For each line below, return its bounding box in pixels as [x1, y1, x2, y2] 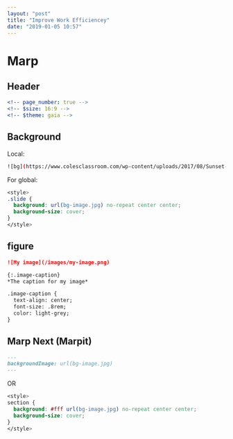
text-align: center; [13, 297, 73, 304]
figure [7, 240, 35, 252]
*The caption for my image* [7, 278, 89, 285]
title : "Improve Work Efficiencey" [7, 17, 110, 24]
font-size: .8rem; [13, 304, 67, 310]
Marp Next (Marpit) [7, 336, 92, 347]
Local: [7, 149, 25, 158]
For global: [7, 175, 38, 184]
